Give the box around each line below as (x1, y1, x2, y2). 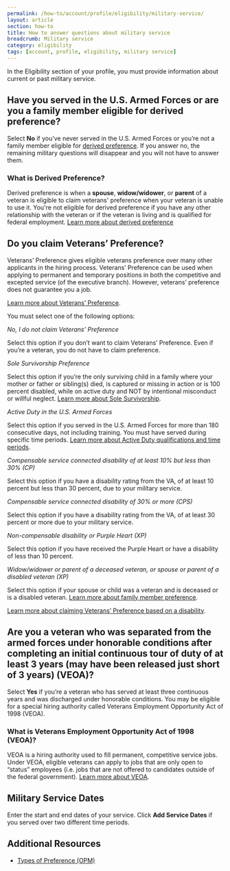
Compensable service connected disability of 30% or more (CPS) (7, 497, 193, 506)
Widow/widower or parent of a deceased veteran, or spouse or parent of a (7, 565, 220, 574)
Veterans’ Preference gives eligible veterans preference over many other (7, 256, 213, 264)
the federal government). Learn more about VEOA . (7, 772, 150, 780)
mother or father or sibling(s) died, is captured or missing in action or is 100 (7, 379, 221, 388)
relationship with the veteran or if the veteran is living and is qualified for (7, 210, 211, 218)
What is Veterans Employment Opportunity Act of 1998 (7, 726, 194, 736)
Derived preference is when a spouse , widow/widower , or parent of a (7, 188, 207, 196)
